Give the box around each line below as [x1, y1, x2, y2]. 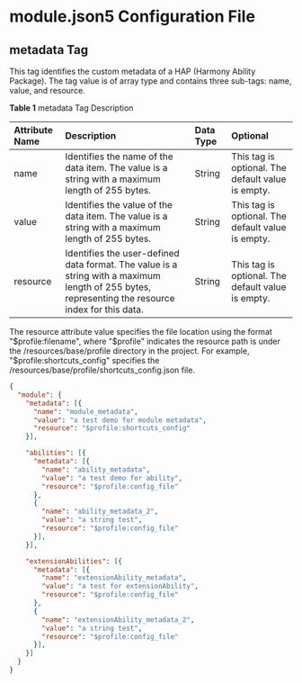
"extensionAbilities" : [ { [25, 556, 123, 566]
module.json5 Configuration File [9, 6, 256, 27]
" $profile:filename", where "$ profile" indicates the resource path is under [9, 336, 280, 346]
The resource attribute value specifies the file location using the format [9, 327, 272, 337]
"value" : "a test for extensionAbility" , [41, 582, 200, 591]
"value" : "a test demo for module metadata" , [32, 416, 207, 425]
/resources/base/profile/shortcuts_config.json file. [9, 364, 196, 375]
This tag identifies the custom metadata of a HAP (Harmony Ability [9, 66, 256, 76]
